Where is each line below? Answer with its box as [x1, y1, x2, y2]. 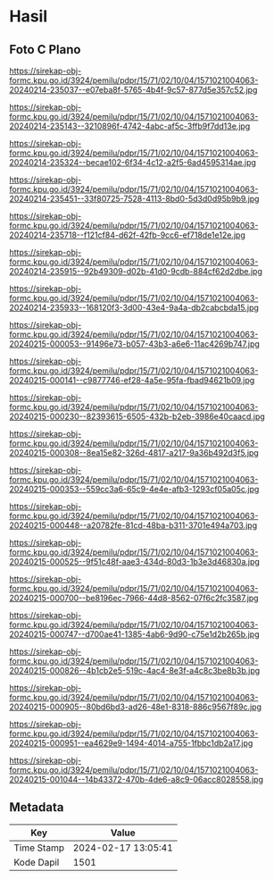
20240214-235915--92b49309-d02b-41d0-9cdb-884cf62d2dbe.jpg [9, 266, 263, 276]
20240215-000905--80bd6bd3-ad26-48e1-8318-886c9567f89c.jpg [9, 701, 262, 712]
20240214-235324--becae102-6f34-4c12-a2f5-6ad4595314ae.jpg [9, 157, 257, 167]
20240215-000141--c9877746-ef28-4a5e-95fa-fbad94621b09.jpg [9, 375, 255, 385]
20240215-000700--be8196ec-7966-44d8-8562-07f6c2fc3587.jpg [9, 592, 259, 603]
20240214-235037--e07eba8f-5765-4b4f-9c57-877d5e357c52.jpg [9, 85, 258, 95]
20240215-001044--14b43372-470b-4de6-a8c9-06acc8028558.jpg [9, 775, 263, 784]
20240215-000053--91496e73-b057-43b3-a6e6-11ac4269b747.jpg [9, 339, 261, 349]
